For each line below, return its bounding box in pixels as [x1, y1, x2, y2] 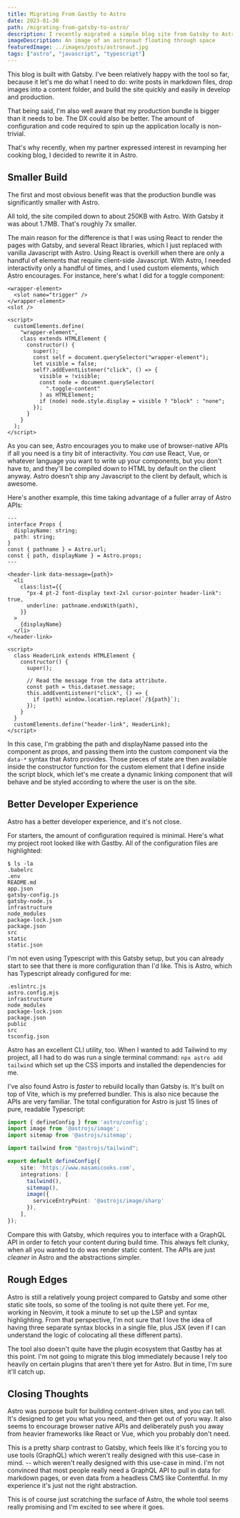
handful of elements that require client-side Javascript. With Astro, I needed [7, 256, 231, 264]
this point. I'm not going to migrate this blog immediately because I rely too [7, 1352, 228, 1361]
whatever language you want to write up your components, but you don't [7, 456, 222, 465]
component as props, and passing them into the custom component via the [7, 747, 229, 756]
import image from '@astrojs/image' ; [7, 1125, 120, 1132]
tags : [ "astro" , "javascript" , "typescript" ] [7, 51, 145, 58]
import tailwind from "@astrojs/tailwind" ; [7, 1144, 139, 1152]
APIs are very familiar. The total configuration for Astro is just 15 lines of [7, 1097, 218, 1106]
